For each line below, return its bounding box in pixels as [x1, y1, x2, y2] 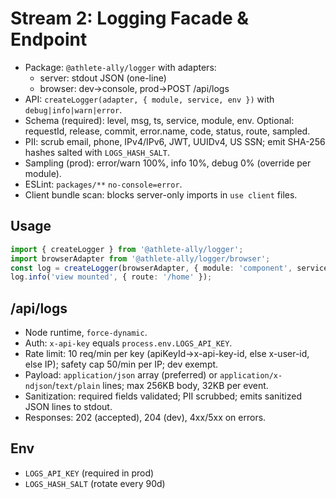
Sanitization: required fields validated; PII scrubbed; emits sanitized [24, 390, 302, 402]
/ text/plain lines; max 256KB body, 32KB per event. [51, 380, 269, 392]
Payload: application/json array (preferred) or [24, 369, 218, 381]
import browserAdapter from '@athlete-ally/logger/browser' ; [10, 253, 271, 264]
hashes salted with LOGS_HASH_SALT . [24, 146, 170, 158]
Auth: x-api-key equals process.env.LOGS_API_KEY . [24, 337, 233, 349]
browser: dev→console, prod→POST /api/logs [39, 82, 230, 94]
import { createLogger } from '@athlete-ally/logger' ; [10, 244, 244, 254]
